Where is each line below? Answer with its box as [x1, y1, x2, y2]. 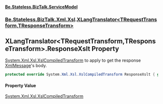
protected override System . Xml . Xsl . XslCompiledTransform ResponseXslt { [5, 72, 155, 77]
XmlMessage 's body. [5, 63, 47, 69]
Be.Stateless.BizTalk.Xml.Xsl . [5, 16, 77, 23]
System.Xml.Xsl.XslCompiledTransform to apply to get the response [5, 57, 141, 63]
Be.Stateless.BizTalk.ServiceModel [5, 4, 78, 10]
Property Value [5, 83, 36, 88]
